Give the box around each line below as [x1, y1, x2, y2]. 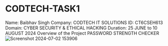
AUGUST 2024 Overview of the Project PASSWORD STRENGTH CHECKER [5, 30, 159, 36]
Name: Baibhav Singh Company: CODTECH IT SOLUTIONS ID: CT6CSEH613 [5, 19, 163, 25]
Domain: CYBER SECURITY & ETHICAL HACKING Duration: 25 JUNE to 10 [5, 24, 157, 30]
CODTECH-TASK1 [5, 3, 80, 14]
